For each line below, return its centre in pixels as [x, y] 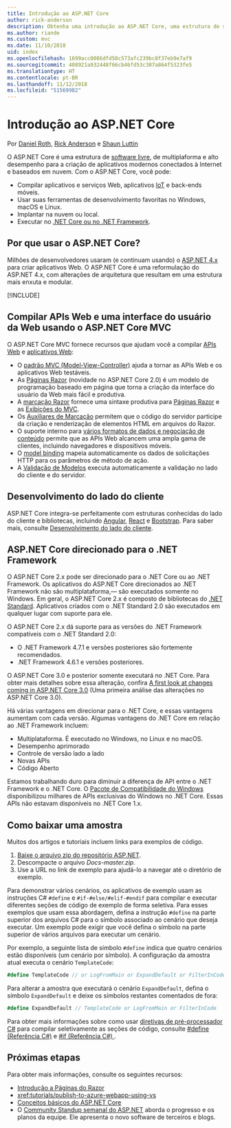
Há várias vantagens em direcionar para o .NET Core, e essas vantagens [110, 711]
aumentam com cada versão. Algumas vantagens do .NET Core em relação [114, 718]
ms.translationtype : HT [41, 71]
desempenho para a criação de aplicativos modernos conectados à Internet [114, 164]
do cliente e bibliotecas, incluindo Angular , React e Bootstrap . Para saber [110, 521]
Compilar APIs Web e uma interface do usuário [109, 317]
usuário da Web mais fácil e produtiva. [71, 394]
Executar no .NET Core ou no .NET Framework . [84, 222]
